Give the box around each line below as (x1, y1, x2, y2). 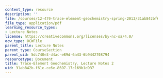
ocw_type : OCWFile (5, 39, 42, 44)
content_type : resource (5, 7, 53, 12)
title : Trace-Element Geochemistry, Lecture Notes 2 (5, 61, 114, 66)
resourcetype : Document (5, 57, 53, 62)
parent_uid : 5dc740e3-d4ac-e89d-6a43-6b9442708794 (5, 52, 110, 57)
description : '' (5, 12, 38, 16)
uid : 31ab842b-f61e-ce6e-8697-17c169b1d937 (5, 66, 95, 71)
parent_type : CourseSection (5, 47, 62, 52)
